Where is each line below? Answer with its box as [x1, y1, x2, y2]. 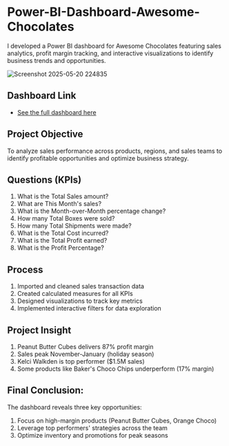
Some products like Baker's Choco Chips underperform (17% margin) [17, 364, 215, 373]
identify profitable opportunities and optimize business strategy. [7, 154, 190, 162]
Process [7, 263, 43, 275]
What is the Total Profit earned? [17, 236, 108, 245]
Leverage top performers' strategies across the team [17, 423, 168, 432]
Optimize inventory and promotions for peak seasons [17, 431, 168, 439]
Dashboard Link [7, 90, 77, 102]
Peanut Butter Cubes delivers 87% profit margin [17, 343, 154, 351]
